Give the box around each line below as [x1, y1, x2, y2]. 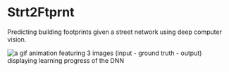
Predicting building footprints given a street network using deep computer [7, 28, 222, 36]
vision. [7, 35, 27, 43]
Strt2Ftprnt [7, 4, 75, 20]
